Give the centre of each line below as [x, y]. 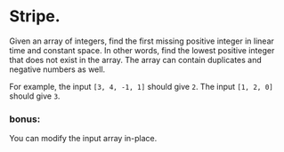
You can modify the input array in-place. [83, 139]
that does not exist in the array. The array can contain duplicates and [136, 60]
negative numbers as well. [57, 69]
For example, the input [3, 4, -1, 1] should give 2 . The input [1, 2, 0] [141, 86]
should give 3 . [35, 96]
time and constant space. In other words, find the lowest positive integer [142, 50]
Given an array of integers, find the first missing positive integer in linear [142, 41]
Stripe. [35, 16]
